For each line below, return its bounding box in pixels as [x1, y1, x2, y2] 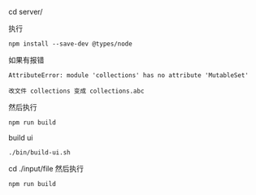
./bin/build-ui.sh [8, 149, 71, 157]
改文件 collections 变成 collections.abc [8, 87, 145, 95]
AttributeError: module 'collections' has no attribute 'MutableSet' [8, 71, 249, 80]
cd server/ [8, 7, 43, 16]
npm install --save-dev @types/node [8, 40, 132, 48]
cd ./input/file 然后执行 [8, 164, 84, 173]
